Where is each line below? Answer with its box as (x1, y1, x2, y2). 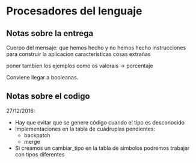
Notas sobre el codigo (6, 91, 90, 102)
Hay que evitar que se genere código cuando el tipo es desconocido (14, 118, 185, 126)
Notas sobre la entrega (6, 28, 94, 38)
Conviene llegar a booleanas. (6, 74, 79, 81)
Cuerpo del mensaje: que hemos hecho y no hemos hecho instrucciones (6, 44, 186, 51)
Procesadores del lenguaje (6, 4, 142, 18)
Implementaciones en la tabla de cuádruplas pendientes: (14, 125, 156, 132)
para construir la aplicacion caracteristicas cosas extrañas (6, 51, 151, 58)
